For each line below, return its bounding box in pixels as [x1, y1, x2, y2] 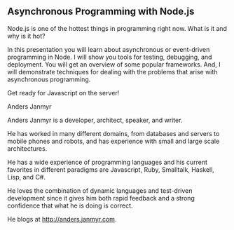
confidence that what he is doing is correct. [7, 201, 133, 210]
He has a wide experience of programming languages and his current [7, 158, 208, 166]
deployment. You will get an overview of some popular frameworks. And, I [7, 60, 221, 69]
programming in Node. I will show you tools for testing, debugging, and [7, 53, 212, 61]
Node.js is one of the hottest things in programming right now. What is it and [7, 24, 228, 32]
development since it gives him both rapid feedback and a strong [7, 194, 195, 202]
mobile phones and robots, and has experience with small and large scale [7, 137, 220, 145]
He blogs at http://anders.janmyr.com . [7, 215, 117, 223]
